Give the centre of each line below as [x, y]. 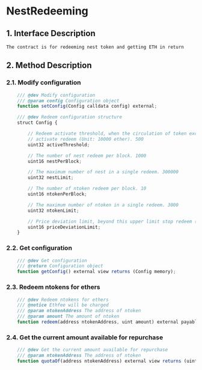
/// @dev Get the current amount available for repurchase [93, 350]
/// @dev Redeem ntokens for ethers [63, 300]
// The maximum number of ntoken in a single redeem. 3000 [103, 205]
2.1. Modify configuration [44, 82]
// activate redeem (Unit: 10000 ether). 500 [86, 139]
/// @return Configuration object [60, 266]
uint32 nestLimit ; [51, 178]
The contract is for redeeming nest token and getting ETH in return [95, 47]
